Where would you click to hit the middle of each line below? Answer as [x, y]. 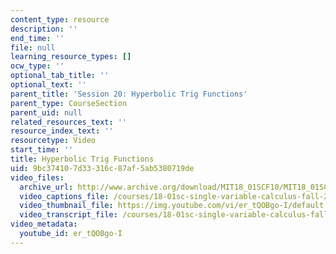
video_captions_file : [64, 196]
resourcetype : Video [53, 141]
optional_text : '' [48, 85]
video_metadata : [44, 224]
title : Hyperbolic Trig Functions [82, 159]
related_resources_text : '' [69, 122]
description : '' [44, 29]
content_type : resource [60, 19]
